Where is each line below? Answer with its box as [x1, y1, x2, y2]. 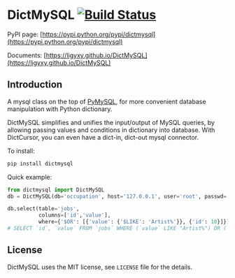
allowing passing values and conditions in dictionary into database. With [7, 126, 215, 134]
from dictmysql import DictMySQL [7, 186, 105, 193]
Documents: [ [7, 51, 47, 59]
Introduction [7, 79, 63, 91]
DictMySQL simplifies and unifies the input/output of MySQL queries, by [7, 118, 215, 126]
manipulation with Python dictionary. [7, 105, 113, 113]
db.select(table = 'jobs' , [7, 205, 80, 212]
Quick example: [7, 173, 52, 181]
